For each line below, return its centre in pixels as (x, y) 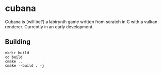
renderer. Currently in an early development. (49, 26)
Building (18, 42)
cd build (14, 57)
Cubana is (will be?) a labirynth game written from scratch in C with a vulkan (81, 22)
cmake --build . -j (25, 65)
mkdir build (17, 53)
